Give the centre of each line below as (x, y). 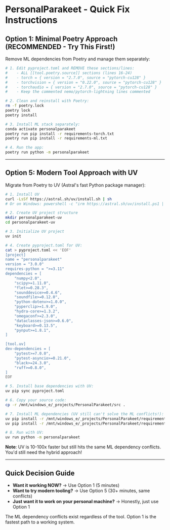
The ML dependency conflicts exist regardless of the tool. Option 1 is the (81, 517)
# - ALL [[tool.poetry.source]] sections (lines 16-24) (69, 73)
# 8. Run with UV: (25, 433)
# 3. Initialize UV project (35, 232)
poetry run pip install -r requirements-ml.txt (56, 138)
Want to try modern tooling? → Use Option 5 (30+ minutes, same (81, 491)
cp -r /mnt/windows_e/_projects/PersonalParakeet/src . (65, 405)
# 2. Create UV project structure (42, 213)
